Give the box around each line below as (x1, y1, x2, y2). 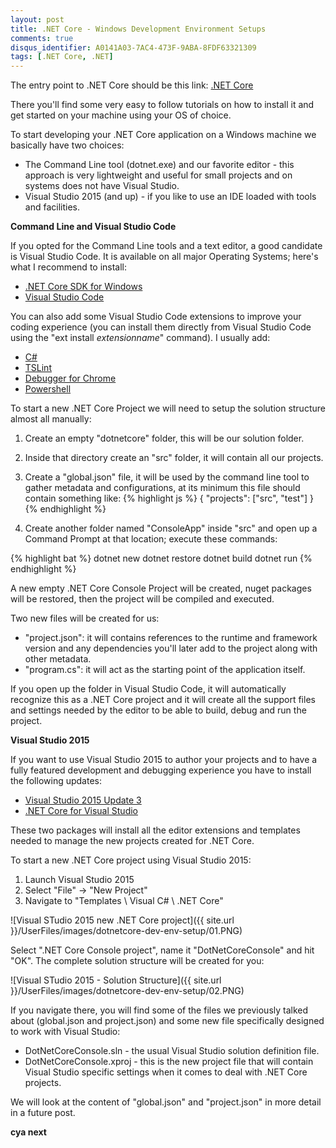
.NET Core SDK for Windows (24, 281, 143, 293)
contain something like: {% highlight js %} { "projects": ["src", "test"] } (24, 492, 314, 505)
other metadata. (24, 653, 92, 665)
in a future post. (10, 1107, 76, 1119)
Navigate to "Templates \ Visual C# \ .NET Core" (24, 895, 224, 907)
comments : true (10, 33, 74, 43)
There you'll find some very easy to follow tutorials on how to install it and (10, 99, 315, 111)
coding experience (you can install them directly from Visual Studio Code (10, 321, 312, 333)
